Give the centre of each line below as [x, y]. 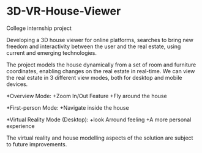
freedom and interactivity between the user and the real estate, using [94, 46]
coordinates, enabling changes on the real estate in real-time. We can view [101, 71]
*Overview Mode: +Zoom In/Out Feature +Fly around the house [87, 96]
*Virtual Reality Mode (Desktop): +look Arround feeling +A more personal [99, 119]
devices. [17, 84]
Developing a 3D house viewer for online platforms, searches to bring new [100, 40]
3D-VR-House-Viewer [64, 11]
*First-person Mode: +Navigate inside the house [68, 107]
